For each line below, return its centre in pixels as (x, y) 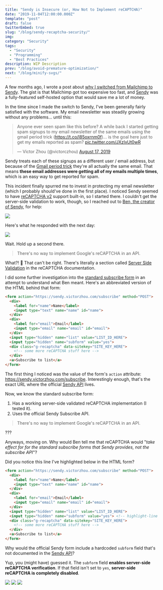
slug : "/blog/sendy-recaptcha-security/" (48, 32)
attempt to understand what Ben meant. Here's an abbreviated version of (78, 282)
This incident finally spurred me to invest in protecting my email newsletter (80, 186)
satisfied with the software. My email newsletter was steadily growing (75, 112)
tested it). (22, 408)
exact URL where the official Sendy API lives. (50, 384)
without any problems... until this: (38, 117)
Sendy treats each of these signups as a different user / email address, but (80, 161)
